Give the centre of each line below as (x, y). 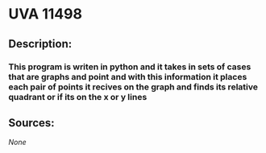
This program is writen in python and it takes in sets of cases (130, 67)
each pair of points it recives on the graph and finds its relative (133, 87)
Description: (40, 44)
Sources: (31, 123)
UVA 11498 (46, 14)
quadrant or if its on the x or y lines (78, 97)
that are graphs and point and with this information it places (128, 76)
